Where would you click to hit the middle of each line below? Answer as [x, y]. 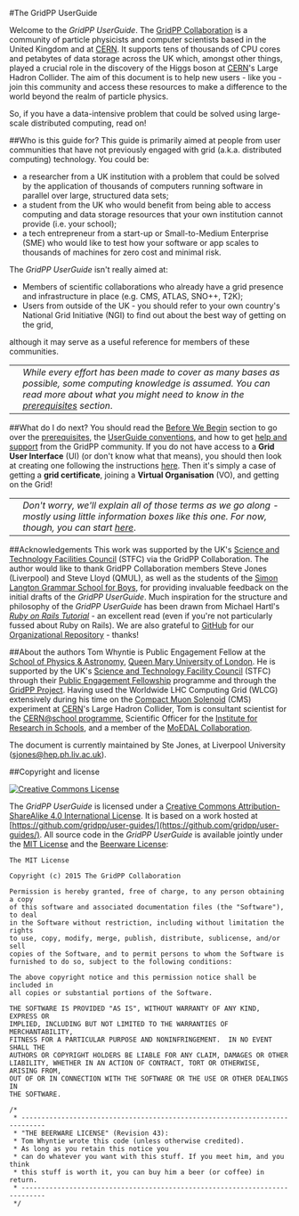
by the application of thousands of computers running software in [142, 186]
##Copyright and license [55, 771]
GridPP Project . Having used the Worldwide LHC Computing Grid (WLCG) [144, 690]
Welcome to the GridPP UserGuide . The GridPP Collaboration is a [129, 30]
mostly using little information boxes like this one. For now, [145, 516]
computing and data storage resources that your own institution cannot [152, 214]
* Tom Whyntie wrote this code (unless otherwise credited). [129, 1141]
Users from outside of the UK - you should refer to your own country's [151, 306]
